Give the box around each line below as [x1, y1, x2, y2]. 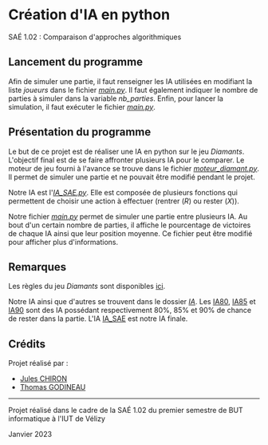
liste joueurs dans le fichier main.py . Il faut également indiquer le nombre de [8, 85, 258, 94]
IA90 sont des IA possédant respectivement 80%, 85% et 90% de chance [8, 306, 252, 315]
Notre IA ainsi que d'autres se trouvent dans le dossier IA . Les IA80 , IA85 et [8, 297, 257, 307]
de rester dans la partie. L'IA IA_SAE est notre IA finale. [8, 314, 188, 323]
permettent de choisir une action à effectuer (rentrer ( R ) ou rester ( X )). [8, 196, 239, 206]
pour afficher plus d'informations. [8, 237, 119, 247]
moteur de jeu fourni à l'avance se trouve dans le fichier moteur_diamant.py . [8, 163, 260, 173]
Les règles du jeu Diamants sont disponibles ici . [8, 282, 166, 291]
